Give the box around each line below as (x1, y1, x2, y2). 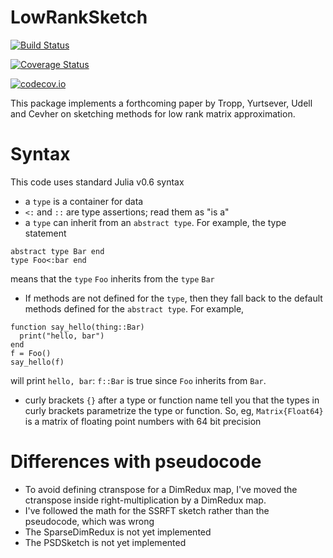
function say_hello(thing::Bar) (10, 322, 145, 332)
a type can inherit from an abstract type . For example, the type (24, 216, 287, 228)
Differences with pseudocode (10, 451, 262, 473)
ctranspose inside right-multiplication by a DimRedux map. (24, 494, 267, 506)
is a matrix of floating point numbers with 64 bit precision (24, 415, 262, 427)
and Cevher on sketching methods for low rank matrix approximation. (10, 107, 296, 120)
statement (24, 227, 67, 239)
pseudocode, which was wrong (24, 515, 155, 527)
